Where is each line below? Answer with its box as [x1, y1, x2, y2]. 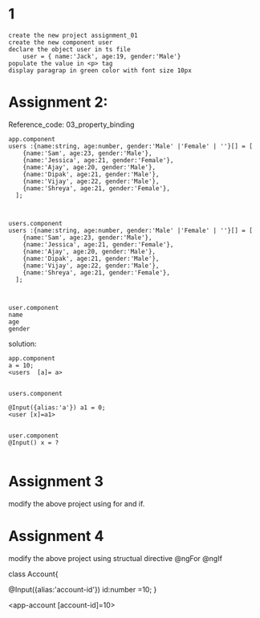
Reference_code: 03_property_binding [8, 120, 135, 129]
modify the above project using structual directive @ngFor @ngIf [8, 553, 223, 563]
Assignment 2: [8, 93, 108, 112]
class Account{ [8, 569, 59, 579]
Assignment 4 [8, 527, 104, 545]
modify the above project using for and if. [8, 498, 145, 508]
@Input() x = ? [8, 438, 59, 446]
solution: [8, 339, 38, 348]
